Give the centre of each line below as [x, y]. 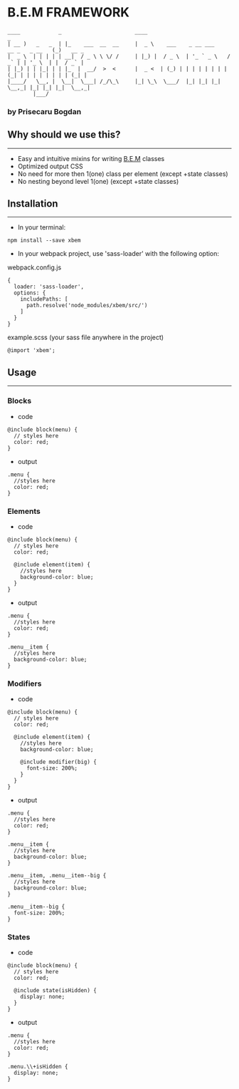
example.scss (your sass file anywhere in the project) [86, 337]
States [19, 937]
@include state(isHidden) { [55, 991]
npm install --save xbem [44, 241]
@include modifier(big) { [59, 762]
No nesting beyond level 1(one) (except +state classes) [98, 181]
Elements [24, 511]
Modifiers [25, 683]
